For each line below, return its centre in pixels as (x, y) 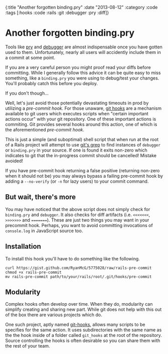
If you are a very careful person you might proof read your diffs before (78, 67)
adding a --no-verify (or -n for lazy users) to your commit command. (77, 181)
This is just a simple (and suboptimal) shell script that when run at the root (82, 139)
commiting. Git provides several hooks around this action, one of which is (81, 124)
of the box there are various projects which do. (54, 315)
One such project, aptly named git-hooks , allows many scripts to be (75, 325)
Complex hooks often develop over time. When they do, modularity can (79, 304)
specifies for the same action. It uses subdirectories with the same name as (83, 330)
